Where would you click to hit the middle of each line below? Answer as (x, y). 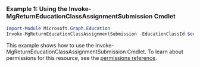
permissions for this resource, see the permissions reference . (82, 58)
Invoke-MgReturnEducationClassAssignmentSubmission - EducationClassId (96, 34)
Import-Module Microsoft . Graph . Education (58, 28)
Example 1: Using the (37, 9)
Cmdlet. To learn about (155, 52)
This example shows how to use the (50, 46)
